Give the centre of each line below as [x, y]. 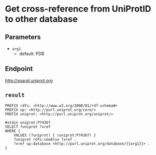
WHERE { [13, 131]
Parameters [23, 37]
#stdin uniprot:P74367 [28, 122]
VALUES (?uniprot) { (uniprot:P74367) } [55, 135]
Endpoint [19, 69]
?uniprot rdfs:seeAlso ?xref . [45, 139]
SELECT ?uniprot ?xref [28, 127]
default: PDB [32, 54]
